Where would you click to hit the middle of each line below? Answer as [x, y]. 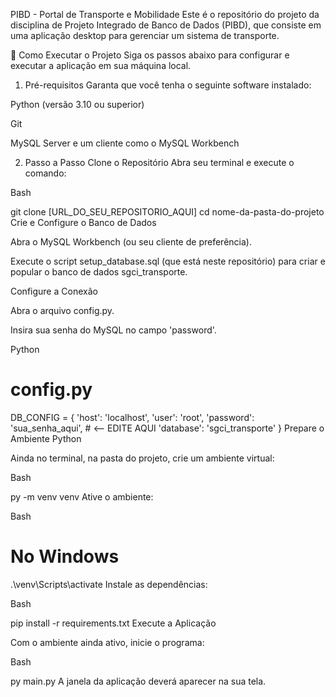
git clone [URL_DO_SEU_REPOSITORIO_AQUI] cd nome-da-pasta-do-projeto [167, 212]
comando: [45, 173]
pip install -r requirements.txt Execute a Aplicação [113, 623]
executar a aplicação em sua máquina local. [101, 65]
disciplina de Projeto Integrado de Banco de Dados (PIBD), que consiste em [166, 25]
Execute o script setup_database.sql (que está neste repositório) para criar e [168, 261]
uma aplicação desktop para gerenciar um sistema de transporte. [145, 35]
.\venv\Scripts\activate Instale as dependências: [109, 584]
